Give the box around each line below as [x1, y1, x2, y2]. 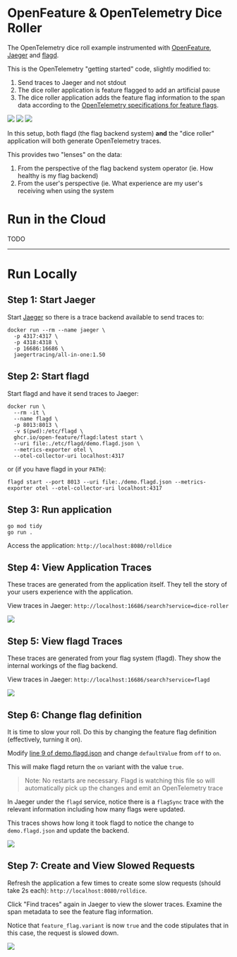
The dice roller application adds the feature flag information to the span [17, 93, 226, 102]
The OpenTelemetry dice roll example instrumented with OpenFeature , [7, 43, 212, 52]
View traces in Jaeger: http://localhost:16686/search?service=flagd [7, 675, 210, 683]
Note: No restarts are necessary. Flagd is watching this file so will [24, 776, 215, 785]
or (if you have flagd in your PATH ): [7, 464, 107, 473]
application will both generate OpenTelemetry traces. [7, 136, 162, 145]
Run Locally [7, 266, 78, 282]
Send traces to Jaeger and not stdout [17, 78, 127, 86]
